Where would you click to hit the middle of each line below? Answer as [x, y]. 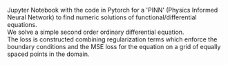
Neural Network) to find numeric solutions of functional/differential [102, 17]
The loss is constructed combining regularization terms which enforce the [112, 39]
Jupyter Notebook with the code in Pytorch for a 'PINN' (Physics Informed [113, 10]
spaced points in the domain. [48, 54]
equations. [22, 25]
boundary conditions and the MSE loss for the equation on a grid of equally [114, 47]
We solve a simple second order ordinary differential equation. [96, 32]
